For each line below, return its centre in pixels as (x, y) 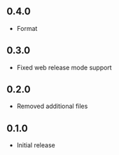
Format (27, 28)
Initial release (36, 145)
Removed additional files (52, 106)
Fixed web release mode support (64, 67)
